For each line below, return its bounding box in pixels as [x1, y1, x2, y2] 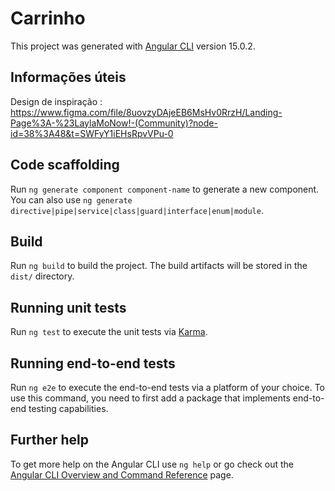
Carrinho [10, 7, 86, 30]
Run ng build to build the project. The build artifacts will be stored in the [10, 260, 308, 272]
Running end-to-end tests [10, 355, 176, 372]
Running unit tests [10, 299, 127, 316]
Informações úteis [10, 69, 127, 86]
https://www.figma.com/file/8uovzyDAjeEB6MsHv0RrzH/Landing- [10, 106, 283, 118]
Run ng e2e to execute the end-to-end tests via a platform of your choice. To [10, 382, 326, 393]
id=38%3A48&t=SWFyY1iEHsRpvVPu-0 [10, 127, 174, 139]
